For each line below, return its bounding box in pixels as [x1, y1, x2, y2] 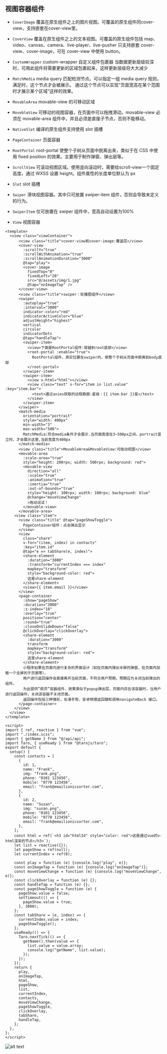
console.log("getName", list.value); [27, 947, 106, 952]
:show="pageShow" [23, 598, 59, 603]
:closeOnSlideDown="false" [23, 624, 79, 629]
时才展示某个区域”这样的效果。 [12, 88, 76, 94]
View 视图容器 [12, 219, 41, 225]
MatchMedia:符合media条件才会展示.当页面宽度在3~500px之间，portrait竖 [23, 432, 162, 437]
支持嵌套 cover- [122, 42, 155, 48]
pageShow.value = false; [18, 890, 70, 896]
